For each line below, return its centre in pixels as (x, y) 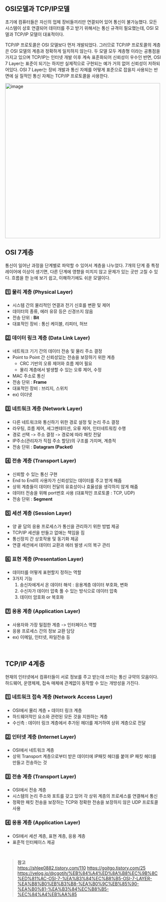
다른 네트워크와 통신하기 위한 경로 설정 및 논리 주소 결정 (66, 422)
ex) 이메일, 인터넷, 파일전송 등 (41, 637)
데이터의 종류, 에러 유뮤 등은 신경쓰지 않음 (53, 311)
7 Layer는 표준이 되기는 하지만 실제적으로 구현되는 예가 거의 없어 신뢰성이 (76, 63)
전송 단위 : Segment (32, 499)
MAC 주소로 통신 (29, 376)
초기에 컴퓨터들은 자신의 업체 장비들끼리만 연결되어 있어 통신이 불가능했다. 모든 (81, 22)
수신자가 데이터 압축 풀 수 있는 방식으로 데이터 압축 (69, 591)
